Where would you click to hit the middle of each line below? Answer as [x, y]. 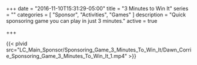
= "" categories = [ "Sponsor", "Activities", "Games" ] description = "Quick [96, 15]
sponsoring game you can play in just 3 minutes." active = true [82, 21]
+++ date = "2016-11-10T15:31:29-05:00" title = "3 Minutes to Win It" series [97, 8]
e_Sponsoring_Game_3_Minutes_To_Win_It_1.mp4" [67, 56]
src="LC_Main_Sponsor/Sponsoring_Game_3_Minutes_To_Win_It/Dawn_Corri [99, 50]
